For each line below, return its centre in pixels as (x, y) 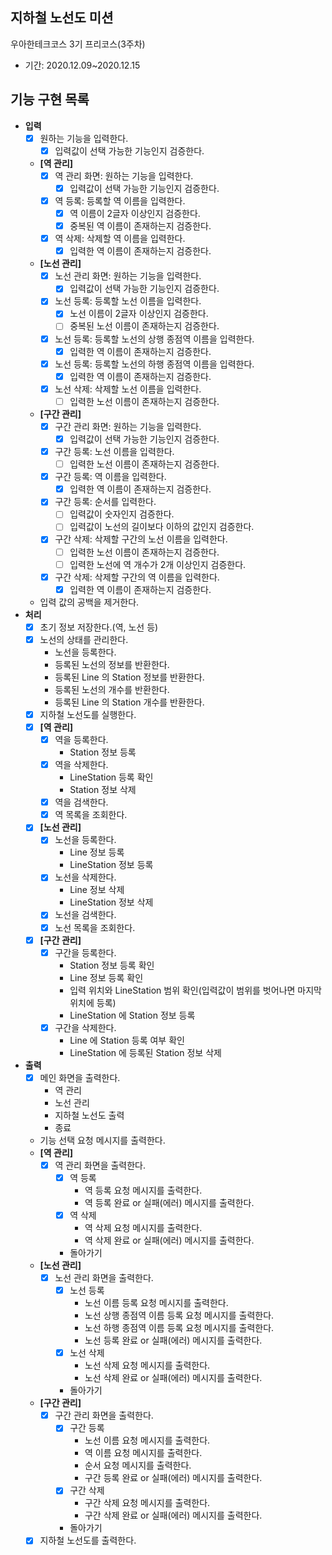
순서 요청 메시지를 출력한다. (138, 1465)
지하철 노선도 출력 (89, 1115)
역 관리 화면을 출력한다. (100, 1165)
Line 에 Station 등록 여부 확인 (127, 1040)
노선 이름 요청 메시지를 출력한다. (147, 1440)
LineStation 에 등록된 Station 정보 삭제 (145, 1052)
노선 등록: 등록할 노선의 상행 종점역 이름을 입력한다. (154, 339)
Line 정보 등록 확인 (106, 977)
